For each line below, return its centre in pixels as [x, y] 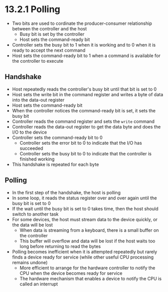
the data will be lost [32, 225]
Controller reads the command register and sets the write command [83, 121]
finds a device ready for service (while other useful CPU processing [83, 257]
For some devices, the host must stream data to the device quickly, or [85, 219]
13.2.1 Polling [33, 9]
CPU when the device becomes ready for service [71, 273]
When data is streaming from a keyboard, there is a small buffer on [89, 230]
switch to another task [35, 214]
